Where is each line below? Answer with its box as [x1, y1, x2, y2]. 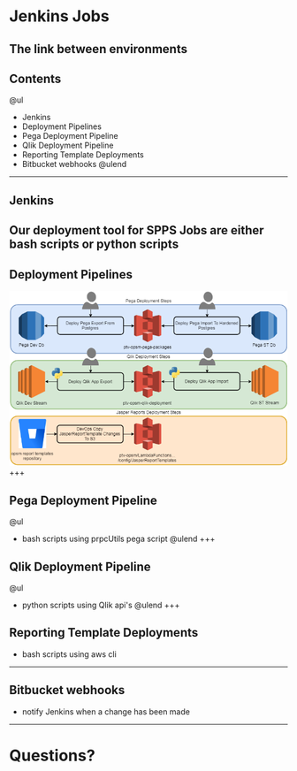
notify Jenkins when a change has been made [21, 706, 190, 717]
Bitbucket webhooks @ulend [21, 159, 127, 170]
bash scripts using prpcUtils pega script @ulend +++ [21, 533, 216, 545]
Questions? [9, 745, 95, 766]
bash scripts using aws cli [21, 648, 117, 660]
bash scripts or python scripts [9, 237, 179, 252]
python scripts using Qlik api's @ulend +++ [21, 599, 180, 611]
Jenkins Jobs [9, 6, 110, 27]
